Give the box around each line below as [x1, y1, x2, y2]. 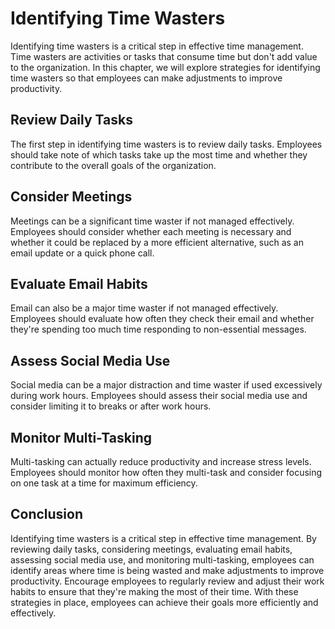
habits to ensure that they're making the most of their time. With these [10, 585, 299, 597]
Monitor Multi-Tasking [10, 429, 152, 446]
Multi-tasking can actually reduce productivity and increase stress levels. [10, 456, 312, 467]
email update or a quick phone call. [10, 247, 155, 259]
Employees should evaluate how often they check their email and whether [10, 313, 315, 325]
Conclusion [10, 506, 84, 523]
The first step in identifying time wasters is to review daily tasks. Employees [10, 138, 323, 150]
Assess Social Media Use [10, 352, 171, 369]
